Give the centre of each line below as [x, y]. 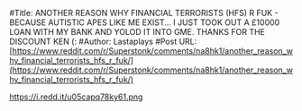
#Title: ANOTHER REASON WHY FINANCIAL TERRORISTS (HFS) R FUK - [144, 13]
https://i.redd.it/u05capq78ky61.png [76, 97]
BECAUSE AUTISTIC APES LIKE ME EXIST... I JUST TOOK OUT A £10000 [145, 22]
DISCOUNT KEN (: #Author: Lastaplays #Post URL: [103, 41]
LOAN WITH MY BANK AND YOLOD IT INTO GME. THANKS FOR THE [137, 32]
